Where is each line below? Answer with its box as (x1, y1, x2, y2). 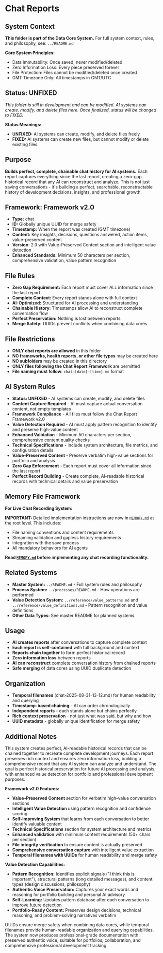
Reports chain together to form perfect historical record (12, 650, 125, 655)
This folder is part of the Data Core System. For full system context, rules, (5, 35, 155, 41)
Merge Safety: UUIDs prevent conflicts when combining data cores (12, 321, 147, 327)
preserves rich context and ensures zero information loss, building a (5, 755, 142, 761)
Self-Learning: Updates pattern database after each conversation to (12, 897, 149, 902)
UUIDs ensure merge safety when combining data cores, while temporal (5, 921, 149, 928)
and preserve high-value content (12, 427, 78, 432)
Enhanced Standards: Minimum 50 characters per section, (12, 252, 130, 258)
